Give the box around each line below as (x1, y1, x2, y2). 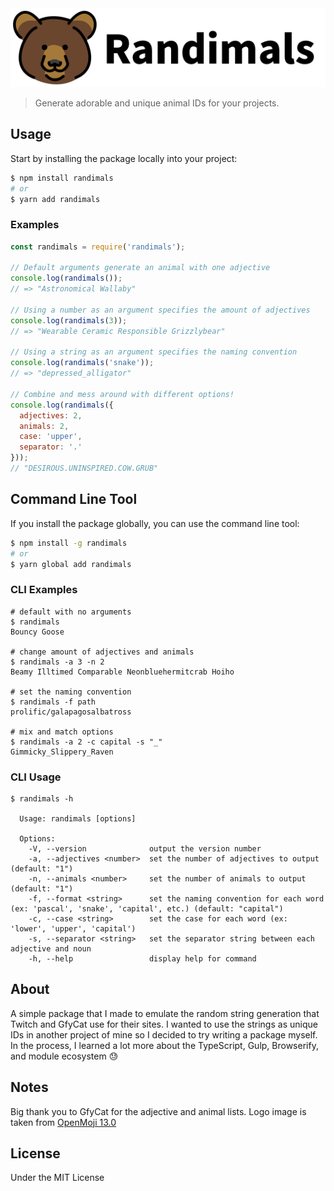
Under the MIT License (10, 1172, 105, 1184)
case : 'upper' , (19, 432, 83, 442)
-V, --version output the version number (28, 844, 262, 854)
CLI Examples (10, 583, 78, 597)
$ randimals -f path (10, 697, 97, 707)
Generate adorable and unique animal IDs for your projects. (34, 97, 280, 109)
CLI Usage (10, 770, 62, 784)
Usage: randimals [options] (19, 814, 137, 824)
